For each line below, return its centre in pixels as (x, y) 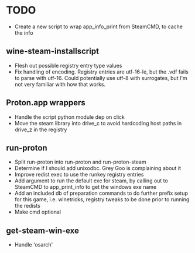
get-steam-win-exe (42, 230)
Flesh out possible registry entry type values (68, 65)
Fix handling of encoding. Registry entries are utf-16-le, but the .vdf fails (101, 72)
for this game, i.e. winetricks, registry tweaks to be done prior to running (102, 199)
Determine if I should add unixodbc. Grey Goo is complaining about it (98, 168)
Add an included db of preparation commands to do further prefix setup (101, 193)
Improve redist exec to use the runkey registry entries (79, 175)
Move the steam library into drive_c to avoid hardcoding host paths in (98, 123)
